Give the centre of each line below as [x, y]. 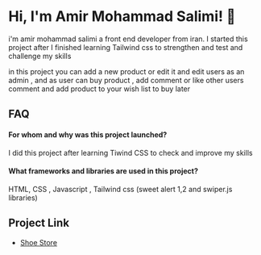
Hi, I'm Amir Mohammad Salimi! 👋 [122, 17]
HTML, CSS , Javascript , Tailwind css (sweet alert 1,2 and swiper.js [120, 189]
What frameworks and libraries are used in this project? [104, 171]
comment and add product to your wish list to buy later [99, 89]
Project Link [39, 223]
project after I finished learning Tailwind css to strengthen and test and [126, 47]
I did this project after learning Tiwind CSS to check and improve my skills [130, 153]
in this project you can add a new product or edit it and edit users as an [126, 71]
